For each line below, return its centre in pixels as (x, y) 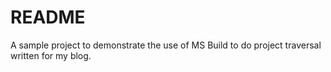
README (48, 17)
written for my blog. (51, 55)
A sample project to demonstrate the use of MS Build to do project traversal (166, 45)
